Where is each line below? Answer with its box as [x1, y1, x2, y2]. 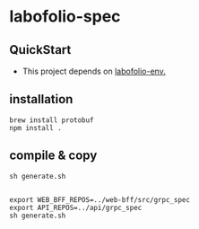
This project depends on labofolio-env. [22, 66, 166, 76]
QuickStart [9, 42, 72, 57]
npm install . [9, 123, 63, 132]
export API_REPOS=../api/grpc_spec [9, 203, 143, 212]
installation [9, 92, 74, 107]
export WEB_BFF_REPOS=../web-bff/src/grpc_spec [9, 195, 191, 204]
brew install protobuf [9, 115, 94, 125]
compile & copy [9, 148, 98, 163]
